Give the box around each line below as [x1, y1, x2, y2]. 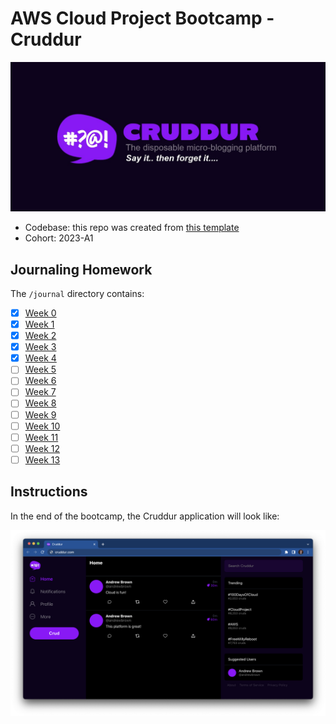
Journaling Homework [10, 261, 153, 278]
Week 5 [24, 363, 57, 376]
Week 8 [24, 397, 57, 409]
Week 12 [24, 442, 61, 454]
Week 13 [24, 453, 61, 466]
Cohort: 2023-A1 [24, 232, 94, 244]
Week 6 [24, 375, 57, 387]
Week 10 [24, 420, 61, 432]
